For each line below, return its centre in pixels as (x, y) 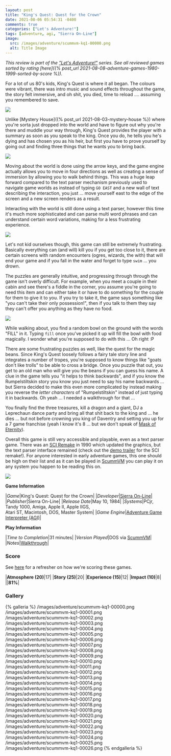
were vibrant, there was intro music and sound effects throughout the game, (86, 89)
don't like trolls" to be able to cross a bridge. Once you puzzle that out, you (84, 365)
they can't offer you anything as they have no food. (59, 308)
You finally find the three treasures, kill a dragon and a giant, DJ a (74, 408)
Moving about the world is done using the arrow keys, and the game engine (85, 166)
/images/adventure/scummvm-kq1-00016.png (54, 694)
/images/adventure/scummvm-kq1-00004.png (54, 629)
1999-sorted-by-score (29, 73)
